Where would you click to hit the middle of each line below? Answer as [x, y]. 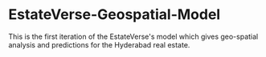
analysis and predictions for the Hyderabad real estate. [99, 44]
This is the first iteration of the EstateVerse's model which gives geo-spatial [133, 36]
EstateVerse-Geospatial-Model [115, 15]
